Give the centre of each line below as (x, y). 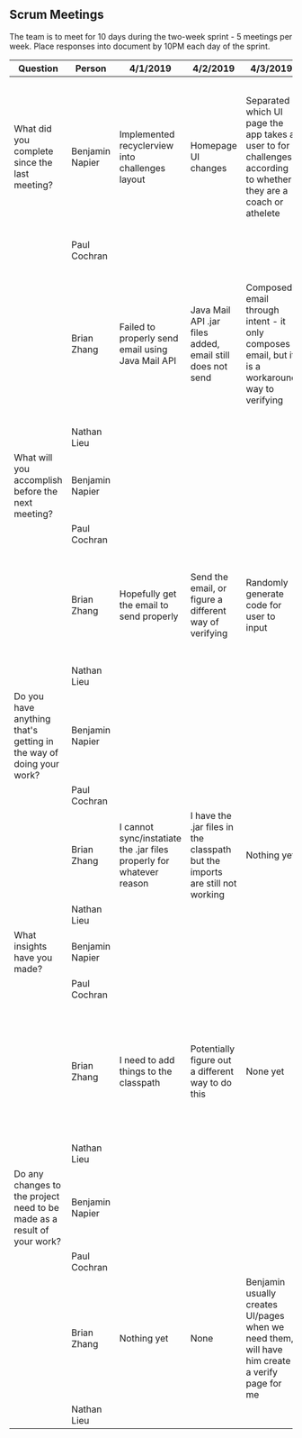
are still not (213, 883)
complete (34, 150)
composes (268, 343)
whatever (139, 871)
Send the (209, 577)
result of (31, 1230)
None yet (265, 1071)
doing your (37, 763)
